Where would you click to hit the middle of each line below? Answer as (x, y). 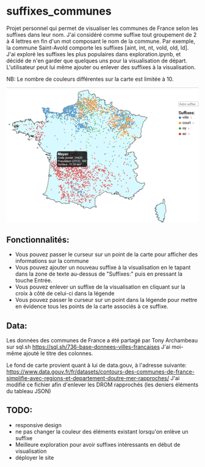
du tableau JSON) (29, 391)
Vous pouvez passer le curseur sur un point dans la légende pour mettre (106, 300)
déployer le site (34, 457)
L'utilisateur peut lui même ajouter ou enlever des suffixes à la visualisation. (101, 67)
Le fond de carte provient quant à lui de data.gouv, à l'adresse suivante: (97, 365)
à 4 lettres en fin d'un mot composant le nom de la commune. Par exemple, (101, 41)
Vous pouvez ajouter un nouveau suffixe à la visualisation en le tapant (103, 268)
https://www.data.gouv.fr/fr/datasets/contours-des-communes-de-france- (101, 372)
